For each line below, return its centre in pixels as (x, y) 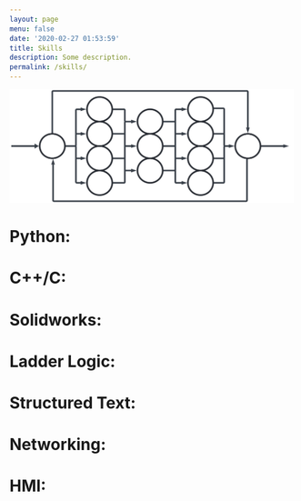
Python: (40, 237)
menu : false (32, 29)
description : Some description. (70, 58)
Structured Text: (73, 402)
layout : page (34, 19)
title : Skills (36, 48)
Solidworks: (56, 320)
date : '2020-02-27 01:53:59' (65, 38)
